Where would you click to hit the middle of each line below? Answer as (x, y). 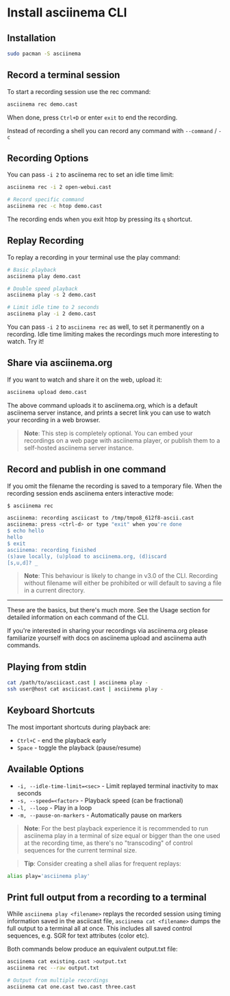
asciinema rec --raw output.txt (53, 968)
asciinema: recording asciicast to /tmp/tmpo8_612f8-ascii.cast (101, 518)
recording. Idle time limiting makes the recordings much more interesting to (113, 334)
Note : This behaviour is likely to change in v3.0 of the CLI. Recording (121, 576)
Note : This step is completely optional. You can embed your (108, 433)
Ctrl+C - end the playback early (62, 740)
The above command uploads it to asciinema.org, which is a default (102, 405)
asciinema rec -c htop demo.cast (55, 206)
